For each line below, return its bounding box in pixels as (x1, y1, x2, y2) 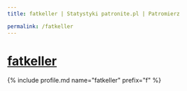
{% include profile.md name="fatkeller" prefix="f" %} (7, 76, 162, 85)
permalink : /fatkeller (7, 22, 74, 30)
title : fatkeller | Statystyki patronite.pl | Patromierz (7, 10, 180, 17)
